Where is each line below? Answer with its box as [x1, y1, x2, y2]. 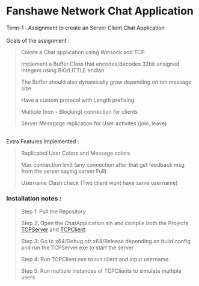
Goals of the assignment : [6, 37, 70, 44]
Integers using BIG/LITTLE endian [20, 66, 105, 73]
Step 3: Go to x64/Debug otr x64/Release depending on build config [20, 238, 191, 245]
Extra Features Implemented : [6, 137, 79, 145]
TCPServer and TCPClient [20, 226, 85, 233]
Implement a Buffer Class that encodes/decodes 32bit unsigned [20, 60, 180, 67]
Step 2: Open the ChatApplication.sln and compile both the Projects [20, 220, 189, 227]
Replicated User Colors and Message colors [20, 149, 130, 157]
